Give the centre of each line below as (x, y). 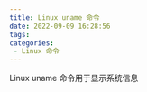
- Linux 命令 (37, 51)
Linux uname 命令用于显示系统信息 (74, 78)
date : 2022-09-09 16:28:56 (60, 26)
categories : (32, 43)
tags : (19, 34)
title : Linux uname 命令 (55, 18)
